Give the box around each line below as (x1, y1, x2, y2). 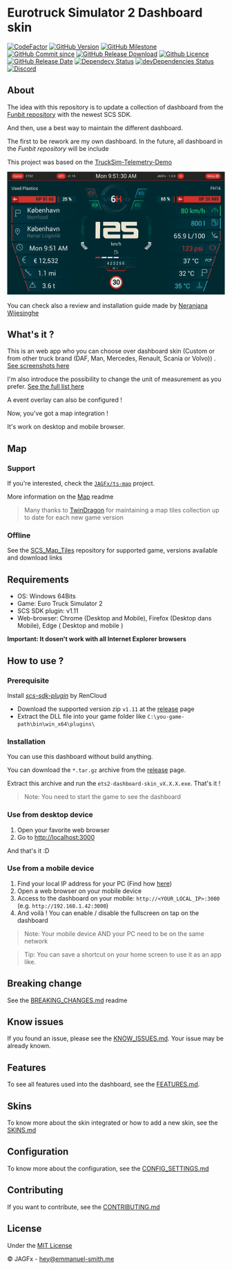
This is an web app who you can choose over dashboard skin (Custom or (7, 347, 215, 356)
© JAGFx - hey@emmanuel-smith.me (7, 1254, 115, 1263)
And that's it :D (7, 846, 50, 855)
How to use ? (7, 655, 64, 667)
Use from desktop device (7, 810, 93, 820)
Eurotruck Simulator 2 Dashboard (7, 5, 203, 21)
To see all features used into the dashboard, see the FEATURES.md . (7, 1080, 200, 1089)
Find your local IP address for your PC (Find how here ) (17, 879, 173, 887)
